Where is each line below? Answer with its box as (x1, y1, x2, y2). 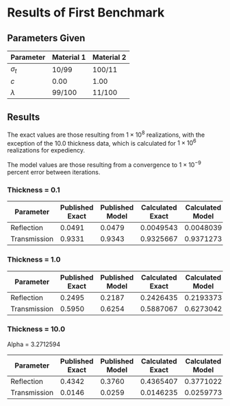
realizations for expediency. (7, 146, 86, 155)
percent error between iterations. (7, 168, 101, 176)
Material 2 (92, 53, 127, 62)
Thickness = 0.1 (7, 185, 60, 194)
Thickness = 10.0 (7, 324, 66, 334)
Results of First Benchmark (7, 5, 165, 21)
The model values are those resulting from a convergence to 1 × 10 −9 (7, 159, 202, 169)
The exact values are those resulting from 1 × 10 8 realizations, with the (7, 129, 205, 139)
